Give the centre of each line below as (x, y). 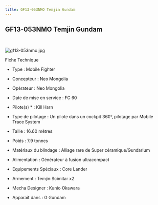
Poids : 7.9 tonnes (30, 141)
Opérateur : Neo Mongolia (38, 88)
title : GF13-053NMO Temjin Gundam (40, 10)
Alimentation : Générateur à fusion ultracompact (61, 160)
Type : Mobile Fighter (34, 69)
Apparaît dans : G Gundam (39, 198)
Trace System (26, 122)
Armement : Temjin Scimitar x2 (43, 179)
